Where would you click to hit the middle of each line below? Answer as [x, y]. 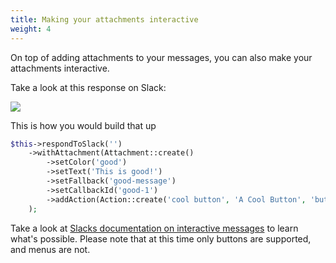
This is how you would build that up [83, 125]
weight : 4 [31, 29]
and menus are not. [50, 249]
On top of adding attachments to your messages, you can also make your [161, 57]
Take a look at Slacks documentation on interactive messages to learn [154, 228]
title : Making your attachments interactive [104, 19]
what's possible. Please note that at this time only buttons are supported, [161, 238]
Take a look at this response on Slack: [88, 87]
